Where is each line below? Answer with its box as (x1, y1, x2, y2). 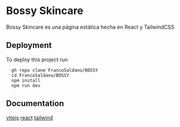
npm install (11, 77, 41, 83)
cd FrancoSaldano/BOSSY (11, 72, 69, 78)
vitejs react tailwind (6, 114, 53, 121)
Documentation (6, 98, 64, 109)
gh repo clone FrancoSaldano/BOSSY (11, 67, 99, 73)
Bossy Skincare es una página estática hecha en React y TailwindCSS (6, 23, 175, 30)
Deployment (6, 40, 52, 50)
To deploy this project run (6, 56, 69, 63)
